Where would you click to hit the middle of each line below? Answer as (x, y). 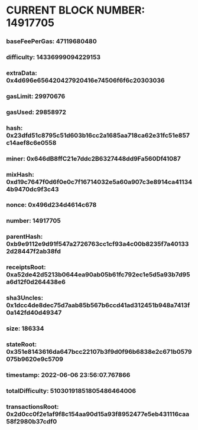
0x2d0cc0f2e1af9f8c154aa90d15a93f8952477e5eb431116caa (98, 414)
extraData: (22, 73)
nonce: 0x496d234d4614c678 (51, 205)
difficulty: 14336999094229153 (53, 57)
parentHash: (25, 237)
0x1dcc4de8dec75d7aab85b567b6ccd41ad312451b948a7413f (98, 305)
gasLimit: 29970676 (36, 96)
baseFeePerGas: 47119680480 (51, 41)
